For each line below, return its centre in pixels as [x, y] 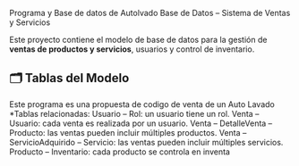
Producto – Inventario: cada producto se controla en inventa [120, 152]
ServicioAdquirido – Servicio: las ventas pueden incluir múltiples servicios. [146, 142]
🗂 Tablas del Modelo [69, 78]
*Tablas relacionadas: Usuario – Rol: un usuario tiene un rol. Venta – [134, 113]
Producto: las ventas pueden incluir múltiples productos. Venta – [128, 132]
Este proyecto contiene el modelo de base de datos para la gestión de [138, 40]
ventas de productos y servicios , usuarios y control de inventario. [132, 49]
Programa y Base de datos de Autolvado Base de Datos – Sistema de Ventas [150, 13]
